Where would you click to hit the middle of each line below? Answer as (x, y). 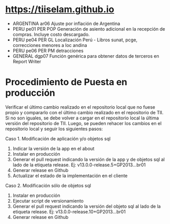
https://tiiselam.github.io (60, 9)
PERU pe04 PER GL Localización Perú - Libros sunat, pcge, (75, 40)
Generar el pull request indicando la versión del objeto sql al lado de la (87, 206)
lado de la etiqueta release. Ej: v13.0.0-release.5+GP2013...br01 (79, 165)
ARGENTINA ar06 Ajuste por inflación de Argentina (66, 23)
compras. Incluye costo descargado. (51, 34)
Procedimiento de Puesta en (66, 82)
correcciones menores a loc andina (50, 45)
